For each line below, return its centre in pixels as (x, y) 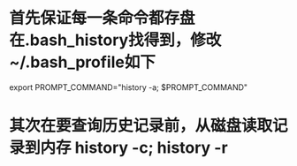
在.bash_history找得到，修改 (115, 40)
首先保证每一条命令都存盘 (103, 18)
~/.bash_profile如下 (83, 62)
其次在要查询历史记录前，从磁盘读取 (141, 126)
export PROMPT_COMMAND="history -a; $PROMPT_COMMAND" (129, 87)
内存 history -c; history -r (134, 148)
